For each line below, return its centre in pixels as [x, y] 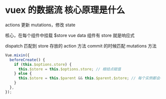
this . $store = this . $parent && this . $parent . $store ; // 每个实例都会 [89, 78]
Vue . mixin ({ [17, 55]
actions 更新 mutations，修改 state [40, 25]
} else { [23, 74]
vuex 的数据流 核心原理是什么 [65, 10]
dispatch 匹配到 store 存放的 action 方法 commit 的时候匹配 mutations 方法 [81, 46]
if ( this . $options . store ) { [43, 64]
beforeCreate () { [27, 60]
